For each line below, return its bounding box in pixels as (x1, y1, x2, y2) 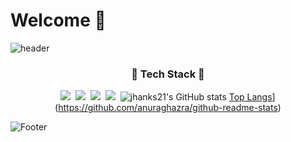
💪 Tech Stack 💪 (131, 67, 205, 81)
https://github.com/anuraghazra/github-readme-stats (58, 102, 278, 114)
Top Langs (228, 91, 273, 103)
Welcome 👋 (10, 9, 107, 32)
